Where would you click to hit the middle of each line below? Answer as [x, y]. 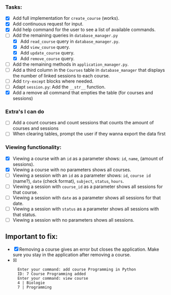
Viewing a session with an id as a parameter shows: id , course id [82, 175]
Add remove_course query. [47, 58]
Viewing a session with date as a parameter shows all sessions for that [87, 198]
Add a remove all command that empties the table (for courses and [83, 93]
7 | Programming [35, 287]
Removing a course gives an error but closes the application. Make [89, 249]
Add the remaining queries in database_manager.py [65, 35]
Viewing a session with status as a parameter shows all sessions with [86, 209]
